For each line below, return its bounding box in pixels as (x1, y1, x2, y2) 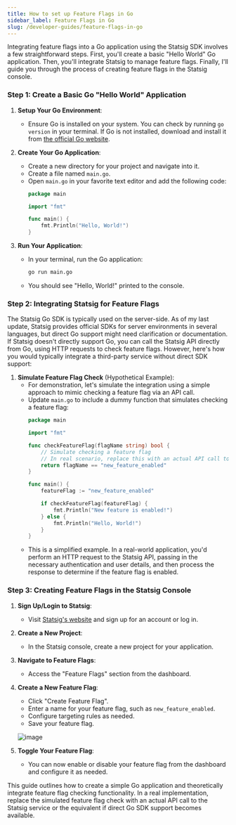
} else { (41, 513, 67, 520)
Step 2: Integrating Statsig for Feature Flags (7, 299, 159, 308)
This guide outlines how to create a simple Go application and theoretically (7, 781, 223, 789)
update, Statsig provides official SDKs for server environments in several (7, 323, 218, 331)
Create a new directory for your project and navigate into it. (27, 162, 200, 170)
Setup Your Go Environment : (17, 106, 103, 115)
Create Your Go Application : (17, 148, 101, 157)
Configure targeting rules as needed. (27, 711, 135, 720)
